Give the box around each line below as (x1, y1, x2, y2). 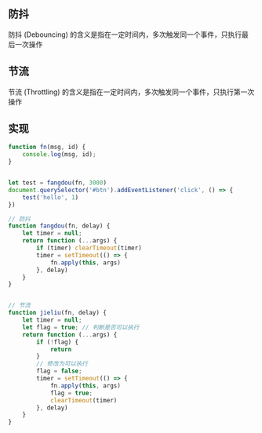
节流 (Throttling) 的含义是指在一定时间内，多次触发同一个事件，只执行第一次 (8, 87, 255, 96)
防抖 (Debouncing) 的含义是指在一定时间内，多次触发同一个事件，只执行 (8, 30, 242, 39)
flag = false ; (36, 367, 82, 375)
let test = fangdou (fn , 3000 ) (8, 179, 107, 187)
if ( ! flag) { (36, 338, 79, 346)
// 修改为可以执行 (36, 360, 88, 368)
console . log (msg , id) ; (22, 151, 96, 158)
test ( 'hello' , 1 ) (22, 193, 79, 202)
